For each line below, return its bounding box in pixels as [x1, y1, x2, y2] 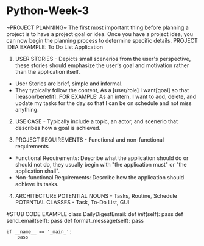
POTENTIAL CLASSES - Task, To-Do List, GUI [15, 198, 130, 206]
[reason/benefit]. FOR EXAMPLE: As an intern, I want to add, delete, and [15, 93, 197, 100]
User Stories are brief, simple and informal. [15, 80, 123, 87]
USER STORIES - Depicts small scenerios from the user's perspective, [15, 55, 191, 62]
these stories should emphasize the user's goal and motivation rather [15, 62, 189, 69]
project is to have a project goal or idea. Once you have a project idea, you [6, 30, 194, 37]
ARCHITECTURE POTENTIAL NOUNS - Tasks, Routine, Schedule [15, 192, 178, 199]
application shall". [15, 167, 60, 175]
